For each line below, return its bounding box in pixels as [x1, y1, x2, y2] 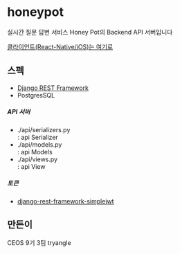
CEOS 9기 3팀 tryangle [7, 238, 71, 246]
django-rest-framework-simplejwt [17, 197, 114, 205]
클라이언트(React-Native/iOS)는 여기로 [7, 42, 114, 51]
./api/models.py [17, 140, 62, 149]
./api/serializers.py [17, 125, 71, 134]
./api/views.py [17, 155, 57, 163]
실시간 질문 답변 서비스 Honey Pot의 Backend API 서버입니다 [7, 28, 173, 36]
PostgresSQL [17, 91, 55, 99]
